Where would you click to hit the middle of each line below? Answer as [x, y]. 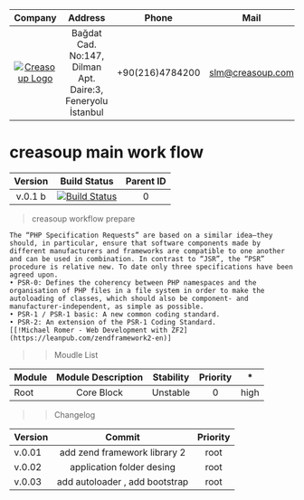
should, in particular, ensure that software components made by [135, 243]
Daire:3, [87, 90]
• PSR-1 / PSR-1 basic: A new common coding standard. [115, 314]
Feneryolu [87, 101]
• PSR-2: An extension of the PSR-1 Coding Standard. [113, 322]
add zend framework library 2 [123, 452]
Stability [171, 377]
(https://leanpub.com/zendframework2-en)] [90, 338]
